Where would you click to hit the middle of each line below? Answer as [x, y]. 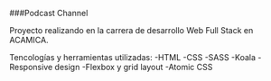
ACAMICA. [29, 40]
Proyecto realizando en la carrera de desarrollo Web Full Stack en [131, 30]
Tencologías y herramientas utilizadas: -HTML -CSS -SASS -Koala [132, 57]
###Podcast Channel [49, 13]
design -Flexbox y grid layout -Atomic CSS [134, 67]
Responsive [31, 67]
